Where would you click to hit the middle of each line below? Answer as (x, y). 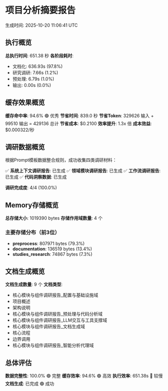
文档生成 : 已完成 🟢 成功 (30, 384)
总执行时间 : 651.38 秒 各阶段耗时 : (39, 55)
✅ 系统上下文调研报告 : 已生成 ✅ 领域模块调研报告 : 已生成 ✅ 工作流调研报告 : (83, 171)
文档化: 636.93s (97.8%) (37, 66)
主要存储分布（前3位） (33, 233)
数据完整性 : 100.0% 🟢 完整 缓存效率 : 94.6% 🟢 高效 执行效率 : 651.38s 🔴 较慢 (84, 376)
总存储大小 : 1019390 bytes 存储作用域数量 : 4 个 (54, 218)
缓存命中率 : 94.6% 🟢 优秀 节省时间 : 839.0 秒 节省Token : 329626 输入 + (79, 116)
